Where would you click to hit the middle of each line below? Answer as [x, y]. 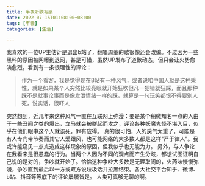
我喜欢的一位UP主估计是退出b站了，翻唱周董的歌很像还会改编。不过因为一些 [103, 52]
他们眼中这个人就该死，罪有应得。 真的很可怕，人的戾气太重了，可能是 [106, 131]
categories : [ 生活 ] [30, 29]
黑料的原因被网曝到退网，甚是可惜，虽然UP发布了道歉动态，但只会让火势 [98, 60]
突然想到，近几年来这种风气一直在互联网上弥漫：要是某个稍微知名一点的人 [100, 116]
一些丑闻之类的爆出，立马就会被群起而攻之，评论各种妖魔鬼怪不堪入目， [102, 124]
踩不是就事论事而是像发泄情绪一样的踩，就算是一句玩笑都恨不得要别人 [110, 95]
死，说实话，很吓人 [45, 103]
